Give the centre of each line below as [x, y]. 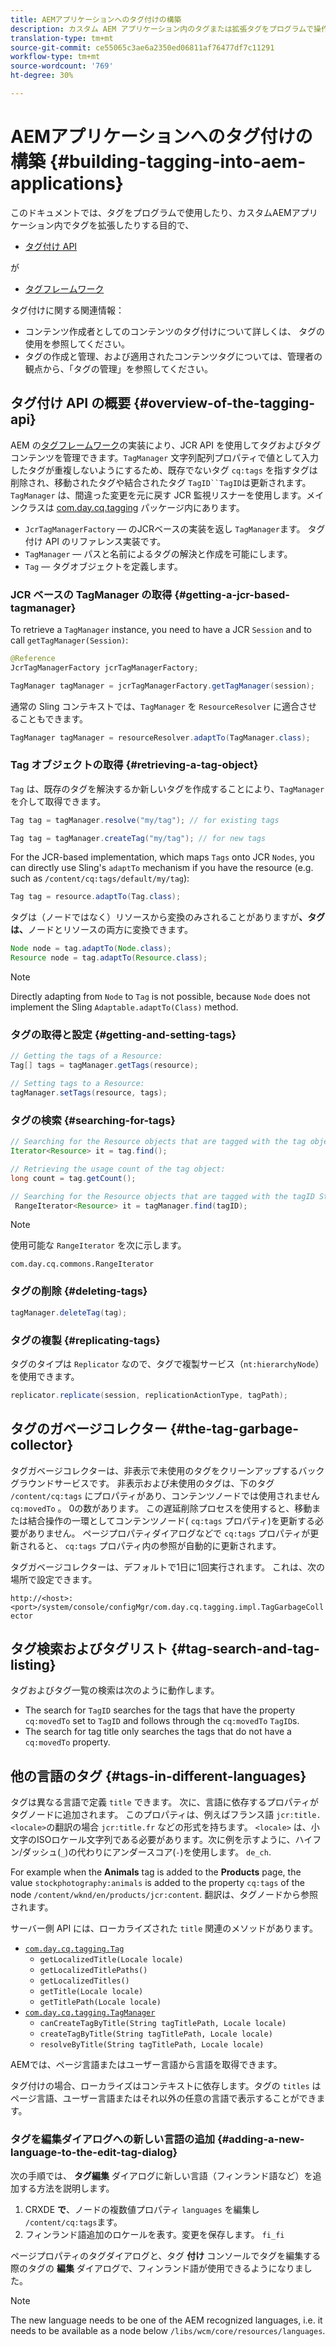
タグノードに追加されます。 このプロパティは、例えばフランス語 [142, 1815]
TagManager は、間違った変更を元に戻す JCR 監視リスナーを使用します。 [158, 495]
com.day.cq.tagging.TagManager [90, 2013]
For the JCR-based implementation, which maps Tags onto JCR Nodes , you [162, 857]
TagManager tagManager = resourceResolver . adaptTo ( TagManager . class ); [160, 737]
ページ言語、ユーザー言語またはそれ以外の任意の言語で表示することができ [163, 2098]
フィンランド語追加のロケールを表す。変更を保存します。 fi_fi [154, 2234]
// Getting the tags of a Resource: [86, 1056]
